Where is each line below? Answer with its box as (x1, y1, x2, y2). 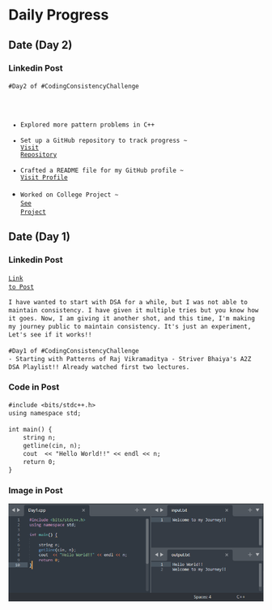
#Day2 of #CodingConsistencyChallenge (8, 82, 139, 90)
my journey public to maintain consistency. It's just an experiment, (8, 322, 252, 330)
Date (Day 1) (8, 230, 70, 244)
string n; (23, 433, 57, 441)
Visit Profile (19, 173, 68, 182)
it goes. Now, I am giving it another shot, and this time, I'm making (8, 314, 255, 322)
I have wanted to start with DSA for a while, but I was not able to (8, 298, 249, 306)
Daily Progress (8, 6, 109, 24)
